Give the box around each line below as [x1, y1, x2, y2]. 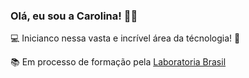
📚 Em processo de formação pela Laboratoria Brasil [10, 56, 227, 68]
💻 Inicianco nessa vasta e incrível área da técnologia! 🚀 [10, 32, 241, 44]
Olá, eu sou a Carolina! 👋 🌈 [10, 9, 138, 23]
